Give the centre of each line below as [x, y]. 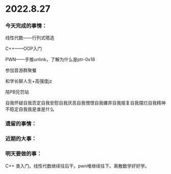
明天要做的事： [24, 154]
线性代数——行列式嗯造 [30, 38]
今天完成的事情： [26, 26]
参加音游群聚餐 [21, 70]
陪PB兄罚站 [17, 92]
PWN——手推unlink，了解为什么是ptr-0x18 [50, 60]
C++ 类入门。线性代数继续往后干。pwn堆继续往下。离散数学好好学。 [77, 166]
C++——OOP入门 [24, 48]
